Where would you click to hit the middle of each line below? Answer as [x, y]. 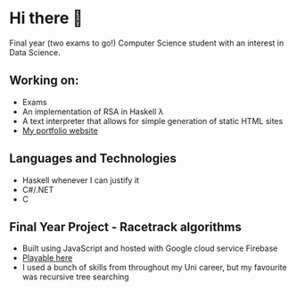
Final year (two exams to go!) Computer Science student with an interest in [147, 43]
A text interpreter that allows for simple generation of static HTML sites [152, 121]
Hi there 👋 [46, 18]
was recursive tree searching [75, 277]
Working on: [44, 81]
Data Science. [35, 52]
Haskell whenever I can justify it [81, 180]
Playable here [47, 258]
